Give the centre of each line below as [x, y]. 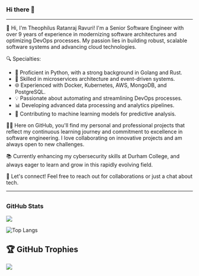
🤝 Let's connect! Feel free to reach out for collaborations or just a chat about [99, 176]
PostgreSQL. [30, 92]
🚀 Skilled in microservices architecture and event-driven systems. [95, 79]
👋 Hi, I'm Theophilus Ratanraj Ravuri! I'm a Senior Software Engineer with [95, 28]
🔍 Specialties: [24, 59]
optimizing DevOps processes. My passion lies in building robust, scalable [97, 40]
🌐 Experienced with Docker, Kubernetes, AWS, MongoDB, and [91, 85]
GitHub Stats [25, 206]
